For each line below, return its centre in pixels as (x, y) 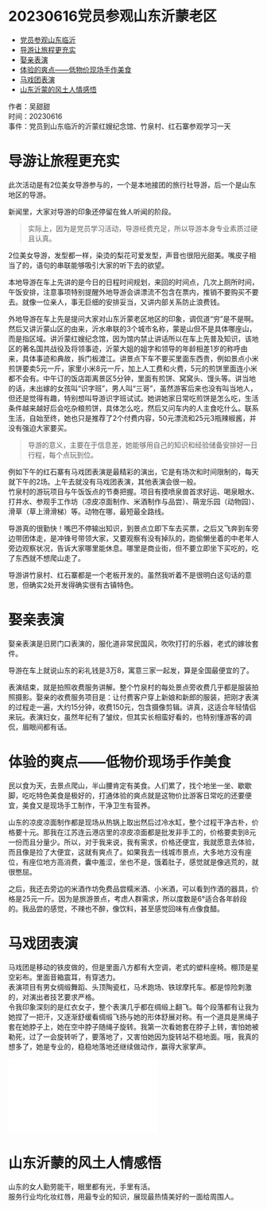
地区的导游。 (29, 195)
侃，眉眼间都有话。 (40, 727)
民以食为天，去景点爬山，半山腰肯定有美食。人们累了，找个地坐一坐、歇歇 (130, 785)
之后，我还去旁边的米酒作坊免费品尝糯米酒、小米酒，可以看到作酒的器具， (130, 888)
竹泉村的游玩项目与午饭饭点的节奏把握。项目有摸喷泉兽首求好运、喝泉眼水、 (133, 491)
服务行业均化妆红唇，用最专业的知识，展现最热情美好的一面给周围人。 (123, 1196)
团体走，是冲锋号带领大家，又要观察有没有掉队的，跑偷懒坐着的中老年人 (140, 538)
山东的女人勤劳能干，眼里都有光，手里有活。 (81, 1186)
